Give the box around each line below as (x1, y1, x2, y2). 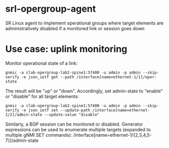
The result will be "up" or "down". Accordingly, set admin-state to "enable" (5, 88, 163, 94)
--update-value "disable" (44, 112, 100, 117)
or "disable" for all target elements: (5, 93, 79, 100)
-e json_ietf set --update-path (21, 108, 91, 113)
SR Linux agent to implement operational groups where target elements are (5, 20, 164, 26)
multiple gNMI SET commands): (5, 132, 73, 138)
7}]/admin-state (5, 137, 39, 143)
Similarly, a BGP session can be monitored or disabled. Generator (5, 121, 143, 127)
